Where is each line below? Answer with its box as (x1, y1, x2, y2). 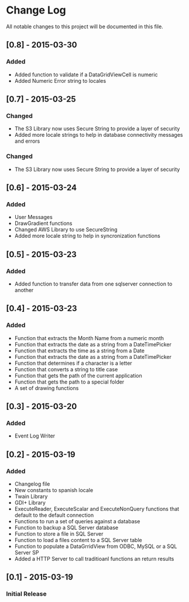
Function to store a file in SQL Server (14, 530, 104, 537)
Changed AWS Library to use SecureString (14, 226, 118, 233)
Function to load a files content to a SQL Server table (14, 537, 142, 544)
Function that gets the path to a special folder (14, 378, 125, 385)
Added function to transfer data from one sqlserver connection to (14, 280, 173, 287)
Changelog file (14, 480, 50, 487)
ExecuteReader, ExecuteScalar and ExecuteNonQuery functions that (14, 506, 180, 513)
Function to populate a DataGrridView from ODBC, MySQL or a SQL (14, 543, 177, 550)
